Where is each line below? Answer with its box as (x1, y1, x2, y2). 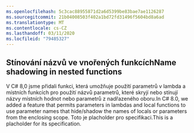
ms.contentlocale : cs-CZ (6, 25, 67, 31)
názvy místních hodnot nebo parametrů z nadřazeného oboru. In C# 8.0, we (6, 95, 189, 102)
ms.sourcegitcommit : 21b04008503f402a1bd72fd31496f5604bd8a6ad (6, 14, 165, 20)
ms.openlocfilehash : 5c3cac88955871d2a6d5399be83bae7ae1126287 (6, 8, 165, 15)
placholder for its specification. (6, 120, 82, 127)
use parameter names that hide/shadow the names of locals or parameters (6, 107, 187, 115)
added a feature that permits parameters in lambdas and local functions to (6, 101, 186, 108)
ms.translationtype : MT (6, 19, 65, 25)
